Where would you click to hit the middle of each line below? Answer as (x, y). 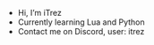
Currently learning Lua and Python (81, 22)
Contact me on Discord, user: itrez (81, 31)
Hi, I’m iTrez (40, 13)
